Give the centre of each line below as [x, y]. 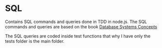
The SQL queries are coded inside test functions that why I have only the [78, 36]
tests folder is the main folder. [35, 41]
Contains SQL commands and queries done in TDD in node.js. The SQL [76, 22]
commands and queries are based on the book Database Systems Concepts [81, 26]
